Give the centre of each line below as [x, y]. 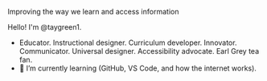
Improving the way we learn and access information [93, 12]
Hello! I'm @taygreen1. [45, 27]
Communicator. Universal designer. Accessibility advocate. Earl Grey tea [139, 51]
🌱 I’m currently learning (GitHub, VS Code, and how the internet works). [138, 68]
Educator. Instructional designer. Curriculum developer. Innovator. [128, 43]
